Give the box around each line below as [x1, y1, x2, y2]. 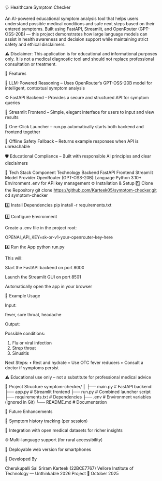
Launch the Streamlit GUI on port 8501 [5, 274, 81, 280]
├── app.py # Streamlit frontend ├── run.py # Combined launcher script [5, 389, 151, 395]
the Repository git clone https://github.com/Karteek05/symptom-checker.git [5, 187, 157, 193]
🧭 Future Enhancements [5, 409, 53, 414]
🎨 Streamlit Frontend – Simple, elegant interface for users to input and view [5, 109, 155, 115]
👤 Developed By [5, 456, 37, 462]
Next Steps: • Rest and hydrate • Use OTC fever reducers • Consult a [5, 360, 144, 365]
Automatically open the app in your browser [5, 284, 92, 289]
